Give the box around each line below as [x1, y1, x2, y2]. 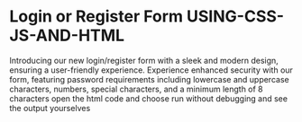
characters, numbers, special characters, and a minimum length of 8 [9, 83, 263, 94]
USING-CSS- [186, 6, 285, 27]
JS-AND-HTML [9, 25, 124, 46]
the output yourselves [9, 102, 91, 113]
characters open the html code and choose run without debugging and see [9, 92, 288, 104]
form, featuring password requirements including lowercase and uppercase [9, 74, 290, 84]
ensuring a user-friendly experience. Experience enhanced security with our [9, 65, 293, 75]
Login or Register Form [9, 6, 183, 27]
